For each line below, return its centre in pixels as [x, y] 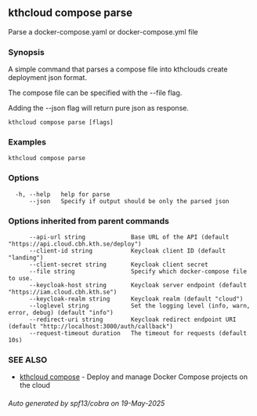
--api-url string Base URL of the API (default [129, 237]
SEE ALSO [28, 359]
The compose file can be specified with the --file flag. [95, 93]
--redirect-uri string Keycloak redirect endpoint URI [132, 319]
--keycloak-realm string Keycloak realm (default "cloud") [136, 299]
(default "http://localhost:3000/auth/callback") [91, 327]
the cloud [35, 385]
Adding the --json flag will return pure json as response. [99, 108]
